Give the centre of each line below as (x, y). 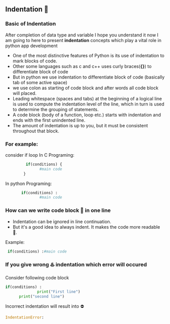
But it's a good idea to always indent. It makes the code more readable (86, 227)
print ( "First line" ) (59, 292)
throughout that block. (36, 131)
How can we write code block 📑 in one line (58, 210)
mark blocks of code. (35, 61)
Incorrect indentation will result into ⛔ (45, 306)
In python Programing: (29, 184)
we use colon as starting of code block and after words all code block (86, 88)
